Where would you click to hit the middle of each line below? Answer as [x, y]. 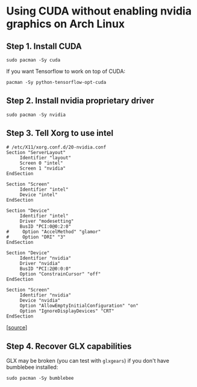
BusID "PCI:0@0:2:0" [45, 226]
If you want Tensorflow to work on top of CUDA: [66, 71]
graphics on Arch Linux [66, 24]
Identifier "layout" [45, 158]
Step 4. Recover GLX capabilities [69, 346]
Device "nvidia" [40, 300]
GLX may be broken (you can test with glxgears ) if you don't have [88, 361]
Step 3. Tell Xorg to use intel [60, 133]
